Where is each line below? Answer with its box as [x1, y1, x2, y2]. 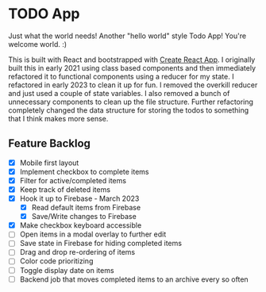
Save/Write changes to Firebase [31, 212, 137, 221]
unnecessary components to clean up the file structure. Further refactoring [8, 97, 254, 106]
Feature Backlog [8, 136, 91, 151]
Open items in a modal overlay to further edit [19, 229, 167, 239]
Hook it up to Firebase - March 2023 [19, 194, 140, 203]
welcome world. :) [8, 39, 67, 48]
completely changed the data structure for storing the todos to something [8, 105, 249, 115]
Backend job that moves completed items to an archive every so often [19, 275, 249, 284]
